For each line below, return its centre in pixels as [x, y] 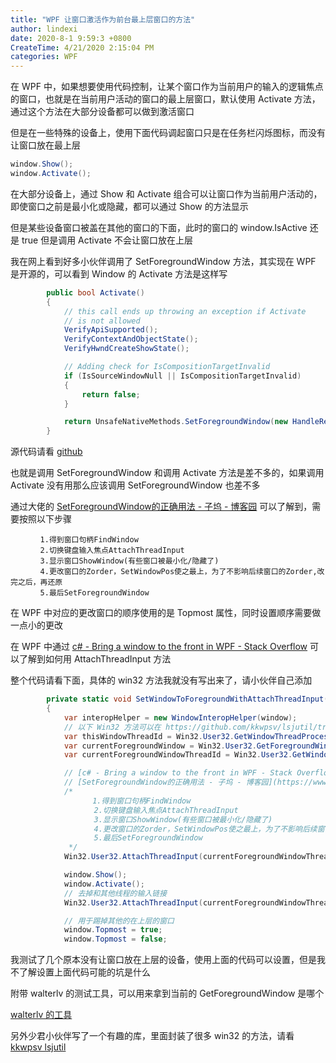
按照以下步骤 [45, 519]
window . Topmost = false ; [115, 939]
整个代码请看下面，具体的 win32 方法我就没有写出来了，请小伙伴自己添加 [161, 680]
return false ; [111, 394]
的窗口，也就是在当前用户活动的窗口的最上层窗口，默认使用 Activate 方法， [165, 99]
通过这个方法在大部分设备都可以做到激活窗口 [102, 112]
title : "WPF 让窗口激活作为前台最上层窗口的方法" [103, 19]
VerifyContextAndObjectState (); [131, 339]
